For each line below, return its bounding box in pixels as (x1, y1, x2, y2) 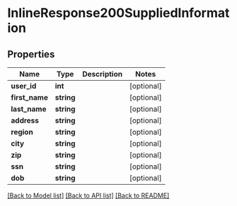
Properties (7, 48, 55, 60)
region (11, 127, 33, 137)
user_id (11, 81, 37, 91)
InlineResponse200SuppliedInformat (7, 5, 230, 21)
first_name (11, 93, 48, 102)
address (11, 115, 40, 125)
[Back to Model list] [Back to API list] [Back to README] (7, 191, 170, 200)
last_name (11, 104, 47, 114)
